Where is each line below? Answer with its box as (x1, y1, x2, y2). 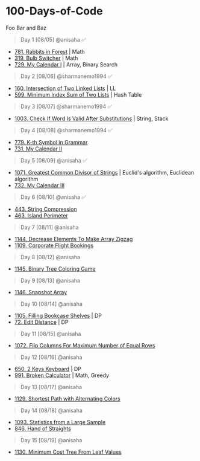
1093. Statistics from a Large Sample (14, 418, 106, 425)
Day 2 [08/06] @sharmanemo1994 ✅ (20, 73, 113, 80)
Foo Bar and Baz (5, 24, 47, 31)
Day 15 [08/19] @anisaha (20, 436, 83, 443)
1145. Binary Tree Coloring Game (14, 265, 96, 272)
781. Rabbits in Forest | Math (14, 48, 85, 55)
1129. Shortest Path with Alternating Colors (14, 395, 121, 402)
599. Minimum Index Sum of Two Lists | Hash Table (14, 91, 142, 98)
